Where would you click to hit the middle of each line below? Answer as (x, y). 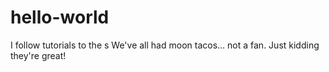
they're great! (38, 55)
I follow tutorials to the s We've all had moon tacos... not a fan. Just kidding (165, 45)
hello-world (60, 17)
